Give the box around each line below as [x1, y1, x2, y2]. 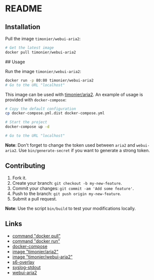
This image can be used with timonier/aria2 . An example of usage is [5, 91, 143, 97]
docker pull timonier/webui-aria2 [5, 50, 77, 55]
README [5, 3, 42, 14]
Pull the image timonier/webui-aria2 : [5, 36, 81, 41]
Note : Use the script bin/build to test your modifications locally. [5, 205, 136, 211]
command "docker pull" [12, 233, 61, 239]
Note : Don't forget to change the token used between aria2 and [5, 142, 135, 148]
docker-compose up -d [5, 124, 50, 129]
